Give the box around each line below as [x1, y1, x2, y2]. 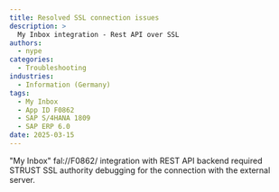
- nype [17, 47, 42, 56]
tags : [9, 88, 30, 97]
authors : [9, 38, 42, 48]
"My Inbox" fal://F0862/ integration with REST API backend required [9, 155, 264, 166]
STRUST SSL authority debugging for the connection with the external [9, 164, 271, 176]
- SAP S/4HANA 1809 [17, 114, 91, 123]
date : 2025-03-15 [9, 131, 75, 140]
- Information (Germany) [17, 80, 111, 89]
